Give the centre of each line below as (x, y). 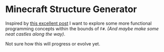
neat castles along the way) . (35, 34)
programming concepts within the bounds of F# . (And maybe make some (82, 28)
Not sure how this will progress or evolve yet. (53, 43)
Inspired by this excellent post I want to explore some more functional (78, 23)
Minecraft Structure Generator (71, 9)
